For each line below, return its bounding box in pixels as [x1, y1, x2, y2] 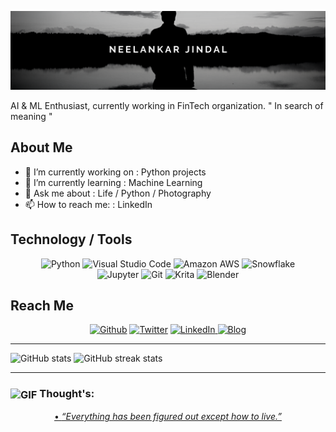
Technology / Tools [10, 231, 133, 248]
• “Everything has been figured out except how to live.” [54, 411, 282, 423]
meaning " [10, 111, 53, 122]
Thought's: [39, 387, 95, 401]
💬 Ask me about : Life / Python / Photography [24, 187, 212, 199]
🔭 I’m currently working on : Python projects [24, 166, 207, 178]
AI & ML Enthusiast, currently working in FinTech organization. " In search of [10, 100, 324, 111]
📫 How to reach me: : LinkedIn [24, 198, 153, 210]
